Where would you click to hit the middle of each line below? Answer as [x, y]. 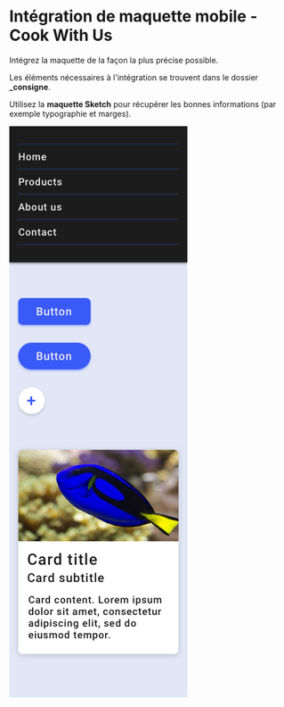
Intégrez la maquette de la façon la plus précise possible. [114, 60]
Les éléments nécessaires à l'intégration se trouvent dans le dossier [134, 77]
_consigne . [30, 87]
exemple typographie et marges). [70, 113]
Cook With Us [61, 35]
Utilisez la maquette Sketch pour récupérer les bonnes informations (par [143, 104]
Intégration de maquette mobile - [134, 17]
